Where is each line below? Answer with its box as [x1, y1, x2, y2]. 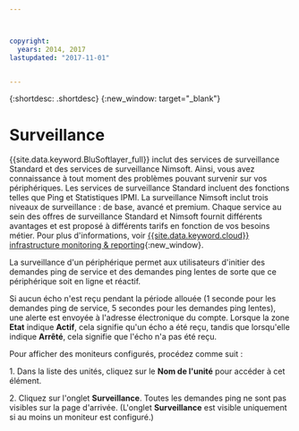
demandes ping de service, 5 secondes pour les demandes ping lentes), [9, 303, 276, 314]
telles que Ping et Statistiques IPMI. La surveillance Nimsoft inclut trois [9, 192, 269, 203]
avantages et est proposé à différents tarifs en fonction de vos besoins [9, 221, 270, 232]
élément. [9, 376, 42, 386]
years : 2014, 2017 [17, 45, 87, 54]
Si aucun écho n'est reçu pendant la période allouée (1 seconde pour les [9, 293, 277, 304]
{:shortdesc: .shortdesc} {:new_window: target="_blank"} [9, 93, 221, 104]
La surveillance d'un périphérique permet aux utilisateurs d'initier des [9, 257, 266, 268]
